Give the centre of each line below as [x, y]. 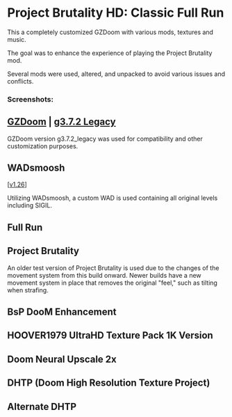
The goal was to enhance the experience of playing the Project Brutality [110, 53]
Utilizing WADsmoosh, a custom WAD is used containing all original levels [113, 198]
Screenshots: [31, 99]
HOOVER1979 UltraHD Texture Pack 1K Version [110, 336]
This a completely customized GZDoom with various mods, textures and [110, 32]
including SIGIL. [30, 205]
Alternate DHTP [42, 406]
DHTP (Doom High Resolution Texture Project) [109, 383]
